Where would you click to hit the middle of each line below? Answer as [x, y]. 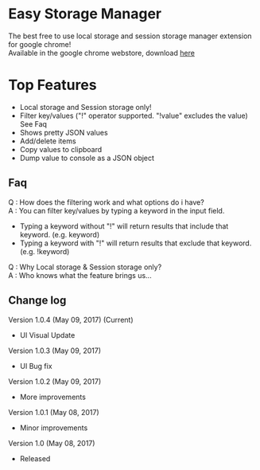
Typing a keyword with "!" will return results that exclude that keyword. [136, 243]
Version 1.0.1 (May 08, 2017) [54, 412]
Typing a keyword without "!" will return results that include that [124, 226]
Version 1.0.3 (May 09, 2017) [55, 351]
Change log [37, 301]
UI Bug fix [36, 366]
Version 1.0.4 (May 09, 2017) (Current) [71, 319]
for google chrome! [40, 44]
